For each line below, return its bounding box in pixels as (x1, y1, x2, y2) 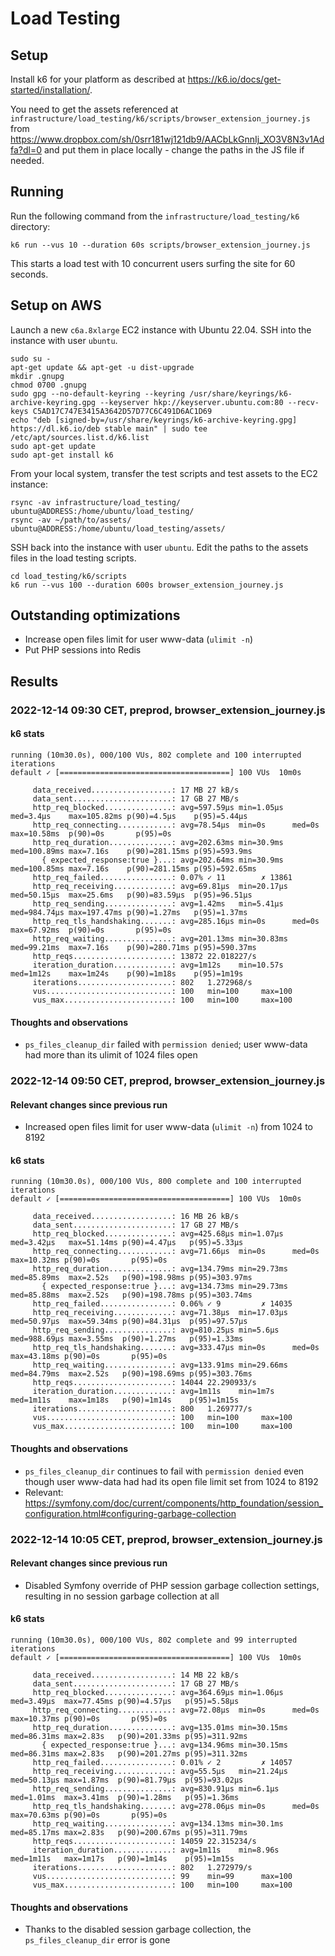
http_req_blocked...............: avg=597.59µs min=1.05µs (32, 802, 284, 812)
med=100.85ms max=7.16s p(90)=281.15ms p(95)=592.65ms (10, 863, 257, 874)
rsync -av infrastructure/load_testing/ (10, 497, 182, 507)
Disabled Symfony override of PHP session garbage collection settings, (24, 1579, 320, 1591)
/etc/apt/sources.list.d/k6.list (10, 432, 150, 442)
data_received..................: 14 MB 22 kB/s (32, 1670, 240, 1681)
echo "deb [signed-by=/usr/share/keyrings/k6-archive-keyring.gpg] (10, 415, 298, 425)
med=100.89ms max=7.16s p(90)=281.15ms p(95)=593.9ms (10, 846, 253, 856)
